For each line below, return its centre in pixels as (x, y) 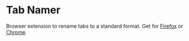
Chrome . (17, 32)
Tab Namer (33, 10)
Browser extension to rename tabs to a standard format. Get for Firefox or (94, 26)
